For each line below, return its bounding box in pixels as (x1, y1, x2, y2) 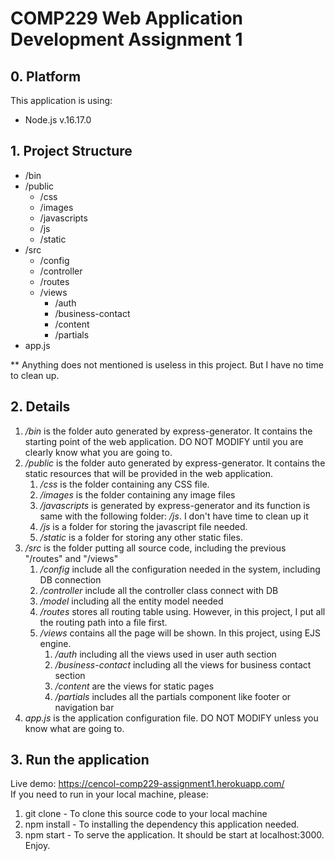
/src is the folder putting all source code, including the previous (24, 542, 287, 554)
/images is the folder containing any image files (39, 488, 236, 501)
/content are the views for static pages (54, 680, 215, 692)
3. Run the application (10, 752, 150, 769)
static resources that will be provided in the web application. (24, 467, 273, 479)
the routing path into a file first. (39, 616, 168, 628)
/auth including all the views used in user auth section (54, 648, 277, 660)
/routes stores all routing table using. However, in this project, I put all (39, 605, 326, 617)
